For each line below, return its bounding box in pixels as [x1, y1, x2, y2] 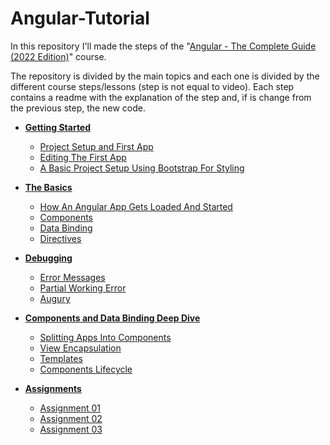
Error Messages [39, 271, 106, 283]
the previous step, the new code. [10, 102, 146, 114]
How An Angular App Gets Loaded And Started [39, 200, 233, 212]
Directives [39, 232, 82, 244]
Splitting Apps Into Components [39, 331, 172, 343]
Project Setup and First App [39, 140, 154, 152]
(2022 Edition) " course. [10, 50, 107, 62]
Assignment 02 [39, 412, 103, 424]
